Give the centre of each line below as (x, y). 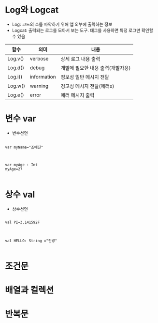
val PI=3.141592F (22, 222)
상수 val (20, 195)
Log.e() (16, 95)
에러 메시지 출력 (78, 95)
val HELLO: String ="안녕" (31, 241)
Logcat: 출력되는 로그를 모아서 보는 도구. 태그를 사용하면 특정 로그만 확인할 (83, 30)
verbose (39, 59)
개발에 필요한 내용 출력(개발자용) (96, 68)
